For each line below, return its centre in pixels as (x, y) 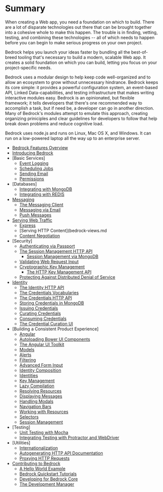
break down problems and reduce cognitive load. (54, 123)
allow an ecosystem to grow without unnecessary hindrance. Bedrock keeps (81, 82)
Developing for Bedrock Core (49, 479)
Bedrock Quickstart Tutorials (48, 473)
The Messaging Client (41, 205)
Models (27, 349)
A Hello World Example (42, 469)
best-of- (140, 52)
